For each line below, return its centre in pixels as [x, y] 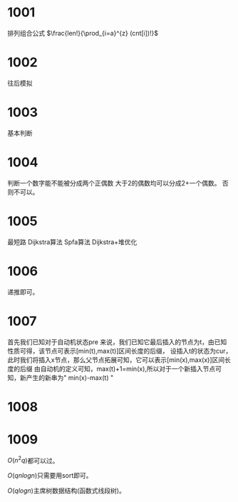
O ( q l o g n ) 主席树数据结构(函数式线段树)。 [67, 491]
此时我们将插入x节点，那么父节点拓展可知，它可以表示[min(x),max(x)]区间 [116, 360]
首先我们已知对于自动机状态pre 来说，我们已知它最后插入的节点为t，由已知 [117, 342]
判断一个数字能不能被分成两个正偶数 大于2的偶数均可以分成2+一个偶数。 [114, 183]
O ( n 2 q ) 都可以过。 [33, 460]
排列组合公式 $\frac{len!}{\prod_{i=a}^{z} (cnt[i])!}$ [83, 33]
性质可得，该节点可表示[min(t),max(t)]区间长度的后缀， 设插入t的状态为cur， [120, 351]
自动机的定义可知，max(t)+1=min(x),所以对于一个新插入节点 [128, 368]
